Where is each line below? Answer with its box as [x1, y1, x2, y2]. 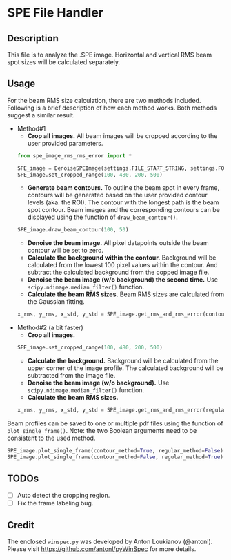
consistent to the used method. [7, 434, 96, 442]
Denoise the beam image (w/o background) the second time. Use [27, 276, 219, 284]
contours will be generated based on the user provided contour [27, 191, 208, 200]
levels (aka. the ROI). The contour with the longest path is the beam [27, 198, 219, 206]
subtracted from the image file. [27, 371, 116, 380]
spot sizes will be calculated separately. [7, 58, 121, 66]
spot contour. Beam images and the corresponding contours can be [27, 206, 221, 214]
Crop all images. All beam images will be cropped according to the [27, 131, 218, 139]
